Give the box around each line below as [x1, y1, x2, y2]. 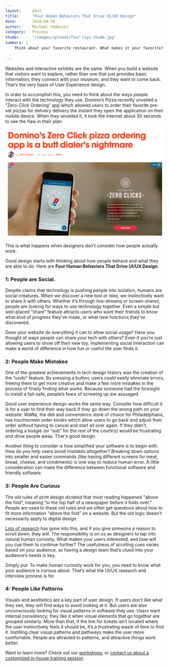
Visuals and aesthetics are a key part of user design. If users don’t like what [5, 597, 163, 603]
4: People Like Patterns [5, 585, 63, 592]
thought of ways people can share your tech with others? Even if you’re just [5, 335, 162, 341]
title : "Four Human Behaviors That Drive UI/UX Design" [5, 13, 137, 19]
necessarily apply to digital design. [5, 515, 78, 521]
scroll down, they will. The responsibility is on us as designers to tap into [5, 530, 156, 536]
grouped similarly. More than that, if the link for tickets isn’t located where [5, 618, 158, 625]
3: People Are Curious [5, 482, 61, 489]
